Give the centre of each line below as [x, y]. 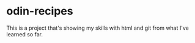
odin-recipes [40, 11]
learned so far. [24, 34]
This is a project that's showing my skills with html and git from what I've [98, 28]
